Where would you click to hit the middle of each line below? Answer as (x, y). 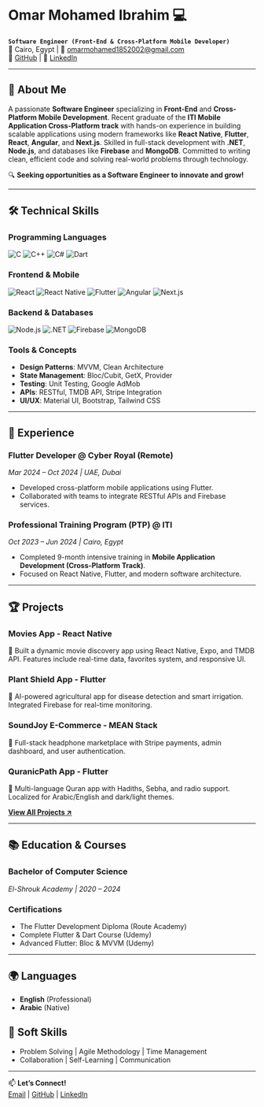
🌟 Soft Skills (38, 1033)
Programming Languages (58, 237)
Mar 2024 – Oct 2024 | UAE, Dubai (65, 473)
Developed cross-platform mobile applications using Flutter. (116, 488)
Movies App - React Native (60, 633)
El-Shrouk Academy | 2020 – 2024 (64, 889)
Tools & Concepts (42, 350)
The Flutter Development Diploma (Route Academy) (103, 926)
